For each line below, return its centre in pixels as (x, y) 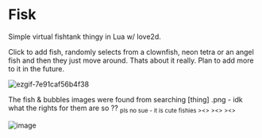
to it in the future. (37, 68)
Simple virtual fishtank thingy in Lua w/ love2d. (85, 36)
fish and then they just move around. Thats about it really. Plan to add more (131, 60)
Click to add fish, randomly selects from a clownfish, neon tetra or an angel (131, 52)
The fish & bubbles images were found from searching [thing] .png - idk (126, 99)
